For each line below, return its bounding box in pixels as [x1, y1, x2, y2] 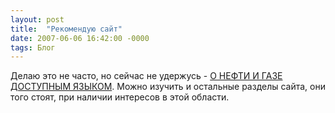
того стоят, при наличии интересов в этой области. [10, 91, 230, 103]
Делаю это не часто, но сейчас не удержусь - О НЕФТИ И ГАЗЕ [10, 70, 283, 82]
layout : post [10, 14, 65, 25]
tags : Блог [10, 42, 56, 53]
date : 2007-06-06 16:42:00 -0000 [10, 33, 150, 43]
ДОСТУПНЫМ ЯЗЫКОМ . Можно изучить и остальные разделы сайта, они [10, 81, 327, 93]
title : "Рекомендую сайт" [10, 24, 123, 34]
